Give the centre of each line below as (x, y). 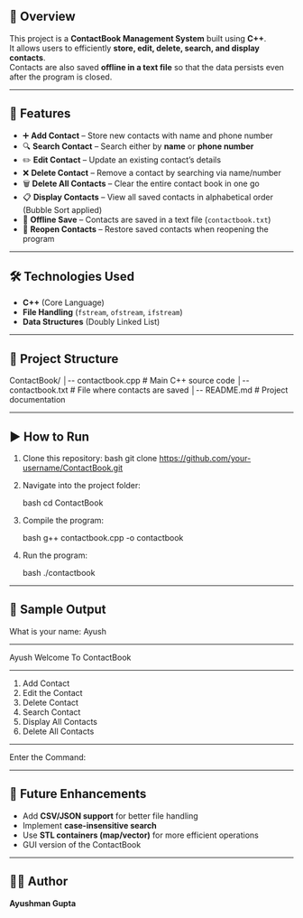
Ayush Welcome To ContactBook (70, 657)
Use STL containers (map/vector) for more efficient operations (141, 835)
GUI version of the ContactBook (82, 844)
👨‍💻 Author (39, 881)
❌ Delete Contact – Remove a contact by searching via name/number (152, 172)
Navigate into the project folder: (82, 486)
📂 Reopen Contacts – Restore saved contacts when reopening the (145, 229)
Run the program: (55, 555)
